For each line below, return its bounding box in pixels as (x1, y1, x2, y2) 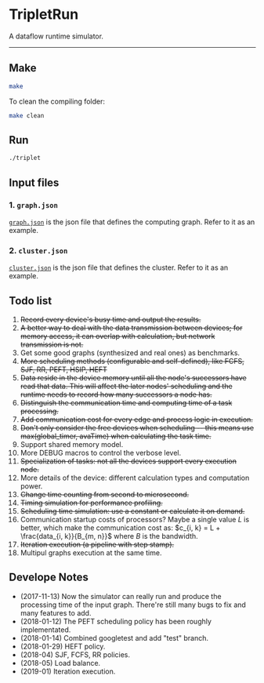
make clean (9, 111, 45, 119)
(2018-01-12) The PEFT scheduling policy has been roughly (20, 616, 212, 626)
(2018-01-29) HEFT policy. (20, 641, 106, 651)
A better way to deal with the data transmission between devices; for (20, 323, 243, 332)
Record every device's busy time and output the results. (20, 314, 201, 324)
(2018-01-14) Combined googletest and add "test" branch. (20, 633, 209, 642)
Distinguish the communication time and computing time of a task (20, 398, 233, 407)
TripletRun (9, 5, 79, 24)
